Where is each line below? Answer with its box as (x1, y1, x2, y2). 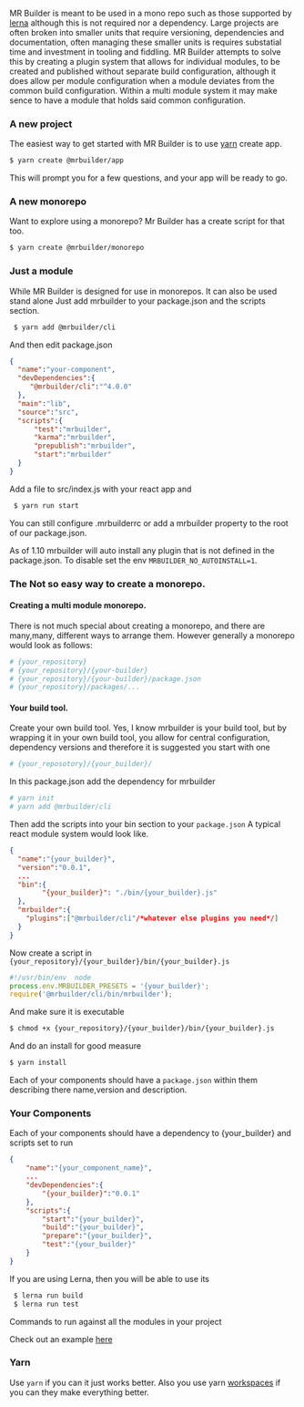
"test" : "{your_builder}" (42, 1240, 137, 1249)
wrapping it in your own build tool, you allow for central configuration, (9, 732, 270, 743)
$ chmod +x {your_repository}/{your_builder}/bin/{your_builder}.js (9, 1024, 275, 1033)
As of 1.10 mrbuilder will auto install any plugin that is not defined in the (9, 544, 275, 555)
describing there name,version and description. (9, 1084, 187, 1095)
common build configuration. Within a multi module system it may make (9, 86, 278, 96)
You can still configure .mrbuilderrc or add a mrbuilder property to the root (9, 517, 289, 528)
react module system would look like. (9, 829, 149, 840)
